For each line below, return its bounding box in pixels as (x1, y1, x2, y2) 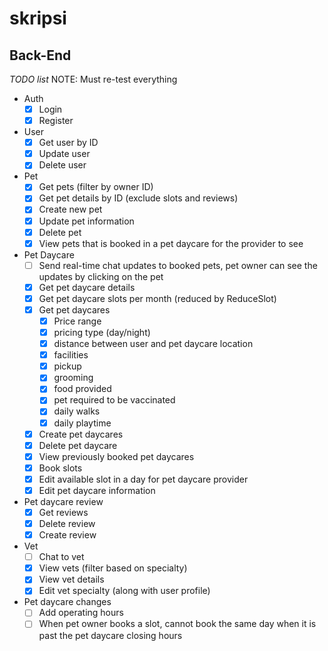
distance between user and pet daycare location (53, 338, 254, 350)
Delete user (38, 159, 87, 171)
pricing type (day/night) (53, 327, 151, 338)
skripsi (9, 7, 67, 30)
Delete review (38, 518, 96, 529)
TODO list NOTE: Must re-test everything (9, 73, 178, 85)
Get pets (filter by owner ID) (38, 181, 154, 193)
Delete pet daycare (38, 439, 118, 451)
